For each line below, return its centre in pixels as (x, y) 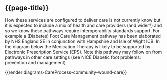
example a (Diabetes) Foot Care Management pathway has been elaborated (83, 36)
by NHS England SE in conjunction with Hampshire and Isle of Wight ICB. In (82, 41)
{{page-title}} (27, 8)
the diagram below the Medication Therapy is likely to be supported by (78, 46)
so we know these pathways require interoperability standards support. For (82, 31)
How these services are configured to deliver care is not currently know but (83, 20)
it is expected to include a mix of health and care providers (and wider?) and (84, 25)
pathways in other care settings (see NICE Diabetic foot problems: (73, 57)
